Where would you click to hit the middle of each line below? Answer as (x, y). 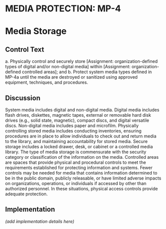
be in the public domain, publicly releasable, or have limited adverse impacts (83, 178)
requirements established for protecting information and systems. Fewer (79, 168)
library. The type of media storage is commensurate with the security (76, 152)
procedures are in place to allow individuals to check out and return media (81, 136)
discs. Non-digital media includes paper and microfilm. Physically (72, 126)
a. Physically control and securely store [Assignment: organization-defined (82, 61)
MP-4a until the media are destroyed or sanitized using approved (71, 77)
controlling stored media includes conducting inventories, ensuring (73, 131)
